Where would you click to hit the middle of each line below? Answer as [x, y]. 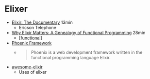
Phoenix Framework [32, 43]
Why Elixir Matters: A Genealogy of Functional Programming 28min [78, 32]
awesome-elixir [27, 67]
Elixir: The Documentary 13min [42, 22]
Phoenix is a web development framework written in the [87, 52]
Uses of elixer [33, 72]
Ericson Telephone [38, 27]
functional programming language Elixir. [71, 57]
